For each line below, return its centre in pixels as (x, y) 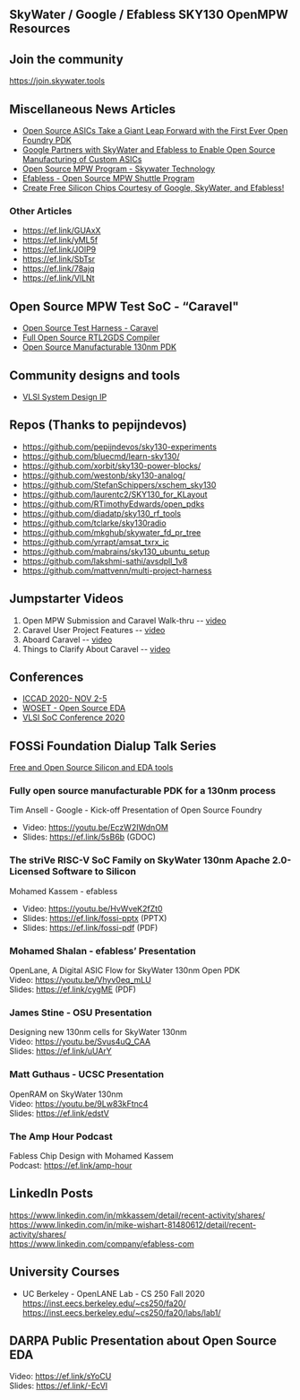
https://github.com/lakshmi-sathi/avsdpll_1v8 (105, 561)
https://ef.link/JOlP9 (59, 249)
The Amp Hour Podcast (61, 1136)
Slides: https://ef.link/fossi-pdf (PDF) (90, 927)
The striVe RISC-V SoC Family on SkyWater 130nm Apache (140, 860)
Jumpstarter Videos (66, 599)
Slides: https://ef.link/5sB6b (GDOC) (89, 837)
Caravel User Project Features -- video (94, 630)
